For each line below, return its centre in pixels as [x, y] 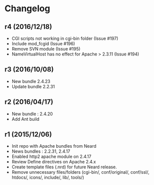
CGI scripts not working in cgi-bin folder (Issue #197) [65, 38]
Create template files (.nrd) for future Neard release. [64, 167]
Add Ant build [25, 119]
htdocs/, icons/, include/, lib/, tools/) [48, 178]
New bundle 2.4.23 [31, 81]
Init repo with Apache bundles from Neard [54, 146]
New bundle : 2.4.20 [32, 114]
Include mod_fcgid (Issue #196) [43, 44]
